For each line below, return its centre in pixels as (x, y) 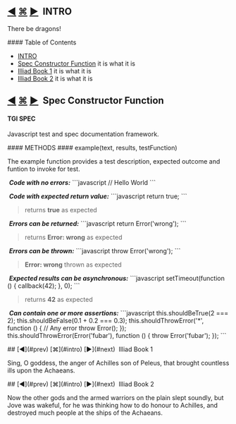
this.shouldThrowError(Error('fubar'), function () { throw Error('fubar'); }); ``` (117, 336)
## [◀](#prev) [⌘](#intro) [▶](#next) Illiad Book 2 (81, 384)
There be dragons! (34, 28)
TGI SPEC (21, 119)
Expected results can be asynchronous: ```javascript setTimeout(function (117, 279)
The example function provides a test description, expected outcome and (114, 162)
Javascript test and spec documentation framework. (83, 134)
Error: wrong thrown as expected (73, 265)
